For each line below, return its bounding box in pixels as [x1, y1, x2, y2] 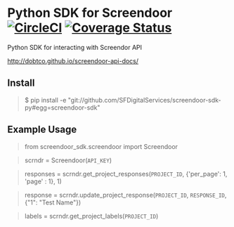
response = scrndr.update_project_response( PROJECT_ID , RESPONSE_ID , [24, 190, 227, 199]
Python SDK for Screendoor [7, 5, 173, 21]
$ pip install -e [24, 96, 67, 104]
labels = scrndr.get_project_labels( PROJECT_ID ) [24, 212, 159, 220]
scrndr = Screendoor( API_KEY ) [24, 156, 112, 164]
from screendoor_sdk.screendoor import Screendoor [24, 142, 178, 150]
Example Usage [7, 124, 77, 136]
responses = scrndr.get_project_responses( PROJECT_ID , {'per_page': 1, [24, 169, 228, 178]
